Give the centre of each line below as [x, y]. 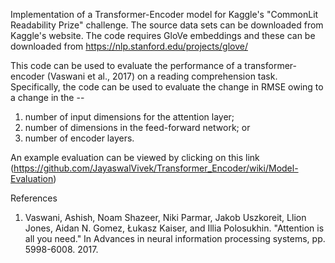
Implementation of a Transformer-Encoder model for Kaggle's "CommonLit [164, 14]
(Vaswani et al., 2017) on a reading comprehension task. [162, 76]
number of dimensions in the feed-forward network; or [137, 127]
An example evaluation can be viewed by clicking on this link [135, 157]
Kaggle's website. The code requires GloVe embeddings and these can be [163, 35]
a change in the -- [47, 97]
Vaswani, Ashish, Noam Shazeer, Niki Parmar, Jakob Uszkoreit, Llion [165, 217]
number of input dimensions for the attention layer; [129, 117]
